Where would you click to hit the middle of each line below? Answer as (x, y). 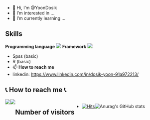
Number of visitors (45, 112)
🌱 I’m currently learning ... (39, 18)
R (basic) (22, 61)
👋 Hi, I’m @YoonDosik (35, 8)
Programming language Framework (46, 46)
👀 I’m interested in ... (33, 13)
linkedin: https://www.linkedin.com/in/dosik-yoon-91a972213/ (75, 74)
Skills (14, 34)
